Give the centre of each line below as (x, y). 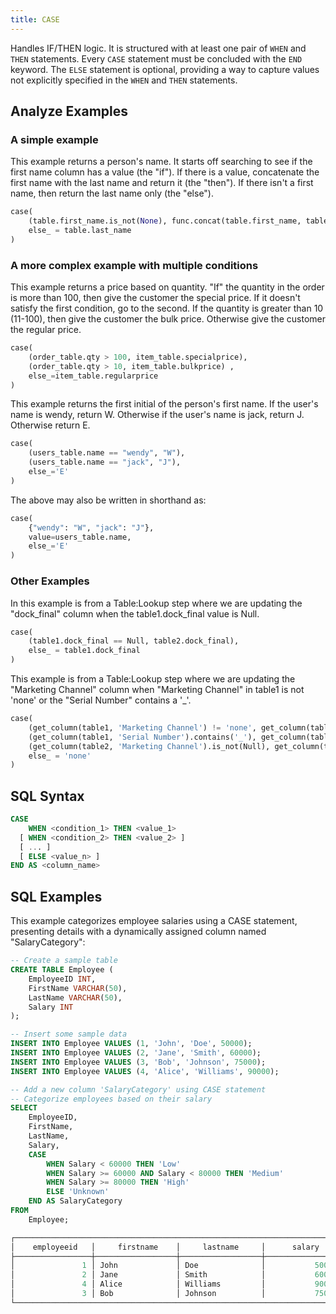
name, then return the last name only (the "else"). (112, 193)
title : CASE (35, 19)
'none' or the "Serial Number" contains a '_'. (101, 700)
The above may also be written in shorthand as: (108, 500)
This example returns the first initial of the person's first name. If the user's (164, 404)
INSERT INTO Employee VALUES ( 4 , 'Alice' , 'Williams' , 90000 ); (145, 1071)
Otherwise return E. (50, 425)
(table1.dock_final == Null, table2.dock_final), (134, 641)
